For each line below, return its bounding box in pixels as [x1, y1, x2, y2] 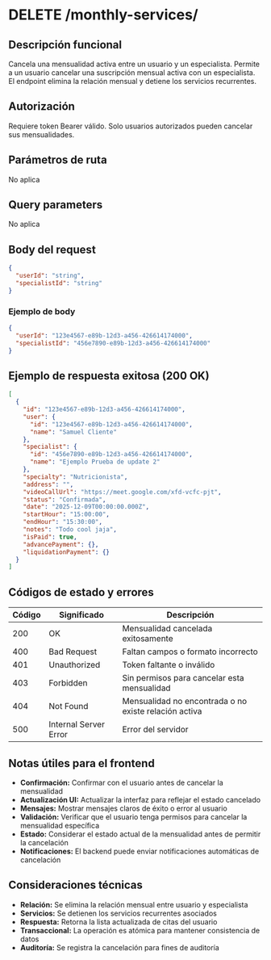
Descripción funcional [8, 38, 123, 52]
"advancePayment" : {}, [23, 540, 99, 548]
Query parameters [8, 198, 103, 212]
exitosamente [122, 633, 173, 644]
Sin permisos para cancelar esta [122, 673, 244, 684]
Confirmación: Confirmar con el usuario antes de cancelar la [19, 778, 223, 787]
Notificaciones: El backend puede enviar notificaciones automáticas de [19, 846, 260, 856]
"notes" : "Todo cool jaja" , [23, 526, 117, 534]
